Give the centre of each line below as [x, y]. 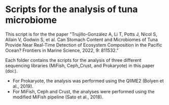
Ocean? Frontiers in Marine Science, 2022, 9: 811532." [62, 50]
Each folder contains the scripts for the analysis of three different [73, 60]
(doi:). [11, 71]
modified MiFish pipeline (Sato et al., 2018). [58, 97]
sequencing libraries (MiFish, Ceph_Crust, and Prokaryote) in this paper [80, 65]
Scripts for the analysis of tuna [72, 9]
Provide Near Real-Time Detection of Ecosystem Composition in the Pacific [84, 45]
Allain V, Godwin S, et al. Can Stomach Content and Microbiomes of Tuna [82, 40]
